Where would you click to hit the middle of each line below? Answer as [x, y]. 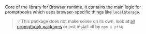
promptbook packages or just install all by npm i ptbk [70, 27]
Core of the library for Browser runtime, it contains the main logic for [73, 7]
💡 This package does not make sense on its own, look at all [76, 21]
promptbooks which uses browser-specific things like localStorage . [73, 12]
